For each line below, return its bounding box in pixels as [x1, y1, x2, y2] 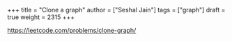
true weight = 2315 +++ [7, 13, 75, 21]
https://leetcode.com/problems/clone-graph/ [7, 27, 137, 34]
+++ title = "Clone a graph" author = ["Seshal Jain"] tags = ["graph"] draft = [7, 6, 226, 14]
